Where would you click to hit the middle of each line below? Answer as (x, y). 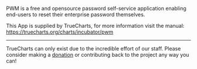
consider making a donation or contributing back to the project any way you (98, 55)
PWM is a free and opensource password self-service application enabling (96, 8)
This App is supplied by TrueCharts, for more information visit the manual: (95, 26)
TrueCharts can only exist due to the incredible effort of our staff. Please (94, 48)
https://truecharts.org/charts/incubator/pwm (60, 32)
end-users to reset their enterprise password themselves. (76, 14)
